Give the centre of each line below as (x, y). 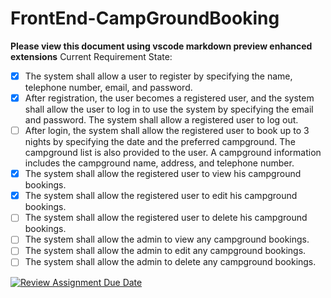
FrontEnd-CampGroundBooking (145, 18)
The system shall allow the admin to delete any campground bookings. (170, 262)
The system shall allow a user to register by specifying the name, (158, 76)
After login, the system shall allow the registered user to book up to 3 (167, 131)
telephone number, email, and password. (108, 87)
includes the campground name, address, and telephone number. (159, 163)
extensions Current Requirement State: (91, 56)
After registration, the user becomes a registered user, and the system (169, 98)
